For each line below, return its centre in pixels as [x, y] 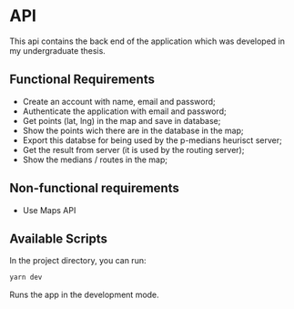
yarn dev [26, 278]
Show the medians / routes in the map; [95, 160]
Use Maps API [49, 210]
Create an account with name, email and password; [119, 101]
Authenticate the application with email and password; [124, 111]
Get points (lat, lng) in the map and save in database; [122, 120]
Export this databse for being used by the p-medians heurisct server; [152, 140]
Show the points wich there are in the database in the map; [133, 130]
